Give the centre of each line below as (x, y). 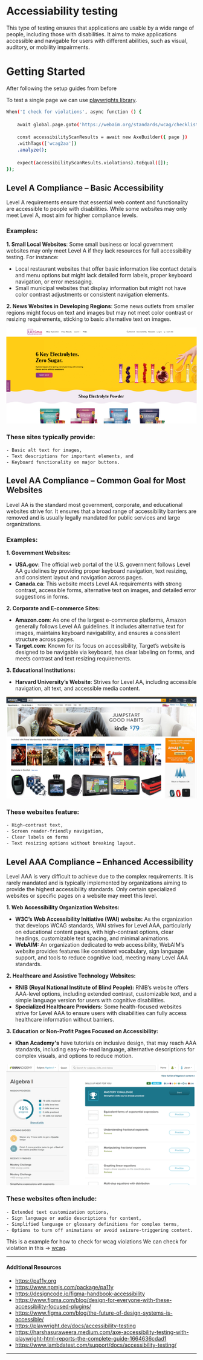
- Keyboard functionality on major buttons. (63, 462)
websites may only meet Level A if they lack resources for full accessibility (99, 250)
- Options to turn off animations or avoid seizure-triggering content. (100, 1230)
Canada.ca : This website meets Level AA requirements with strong (98, 584)
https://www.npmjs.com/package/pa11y (64, 1287)
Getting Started (46, 72)
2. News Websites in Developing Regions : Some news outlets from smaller (100, 306)
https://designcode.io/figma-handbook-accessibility (80, 1294)
